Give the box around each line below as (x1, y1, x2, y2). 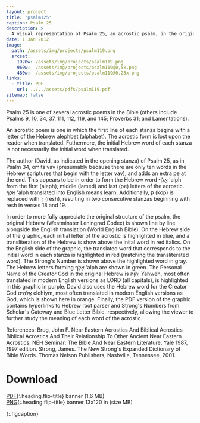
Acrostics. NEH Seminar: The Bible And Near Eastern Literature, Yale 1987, (6, 339, 188, 346)
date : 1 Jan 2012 (6, 36, 49, 42)
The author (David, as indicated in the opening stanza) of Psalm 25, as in (6, 157, 185, 164)
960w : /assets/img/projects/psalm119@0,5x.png (17, 64, 137, 70)
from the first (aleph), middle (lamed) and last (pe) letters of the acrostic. (6, 182, 185, 189)
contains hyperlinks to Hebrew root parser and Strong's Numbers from (6, 302, 180, 309)
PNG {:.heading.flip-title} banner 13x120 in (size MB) (6, 399, 133, 406)
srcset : (11, 53, 31, 59)
